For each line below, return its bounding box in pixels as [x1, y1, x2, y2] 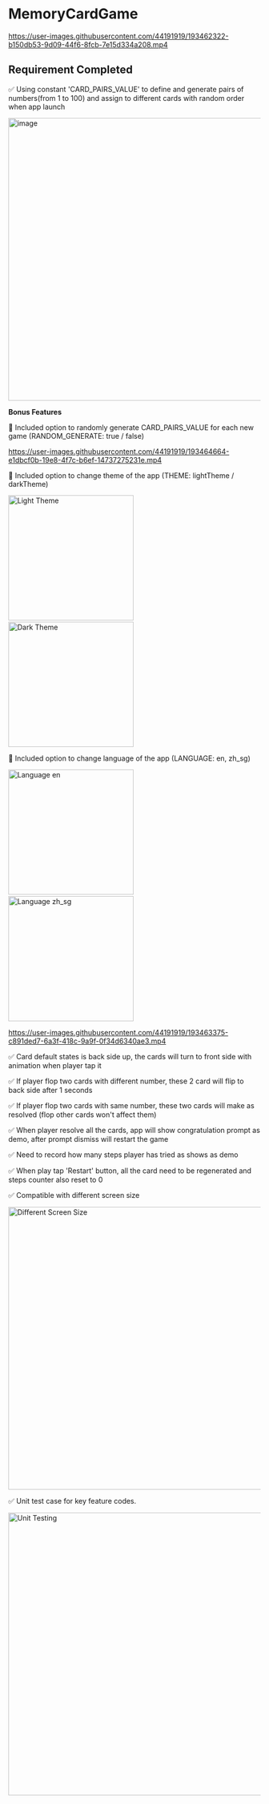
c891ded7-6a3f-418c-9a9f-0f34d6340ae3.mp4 [8, 1036, 167, 1046]
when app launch [8, 102, 66, 111]
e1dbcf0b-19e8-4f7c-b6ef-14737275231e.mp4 [8, 455, 163, 464]
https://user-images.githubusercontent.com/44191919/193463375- [8, 1027, 229, 1037]
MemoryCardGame [8, 5, 139, 23]
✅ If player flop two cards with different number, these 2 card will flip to [8, 1076, 244, 1086]
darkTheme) [8, 479, 49, 488]
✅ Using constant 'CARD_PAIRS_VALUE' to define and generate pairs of [8, 84, 244, 94]
